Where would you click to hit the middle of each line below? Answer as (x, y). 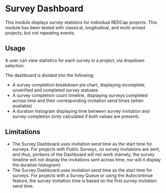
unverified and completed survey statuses (55, 90)
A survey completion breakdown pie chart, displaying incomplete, (79, 85)
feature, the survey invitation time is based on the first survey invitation (84, 181)
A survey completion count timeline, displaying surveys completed (80, 95)
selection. (15, 65)
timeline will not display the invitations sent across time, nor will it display (86, 159)
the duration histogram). (37, 165)
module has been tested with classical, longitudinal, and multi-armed (75, 27)
